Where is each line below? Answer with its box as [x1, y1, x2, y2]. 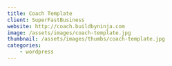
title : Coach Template [7, 10, 73, 17]
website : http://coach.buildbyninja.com [7, 23, 126, 30]
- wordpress [19, 49, 54, 56]
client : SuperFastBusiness [7, 16, 85, 23]
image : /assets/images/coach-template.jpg [7, 29, 131, 36]
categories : [7, 42, 41, 49]
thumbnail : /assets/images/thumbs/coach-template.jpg [7, 36, 166, 43]
